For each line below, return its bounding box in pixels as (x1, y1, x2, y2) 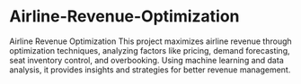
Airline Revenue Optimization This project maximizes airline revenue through (9, 36, 292, 46)
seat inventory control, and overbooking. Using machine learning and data (9, 55, 285, 65)
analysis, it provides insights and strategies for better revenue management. (9, 64, 291, 75)
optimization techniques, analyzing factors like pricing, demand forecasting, (9, 45, 290, 55)
